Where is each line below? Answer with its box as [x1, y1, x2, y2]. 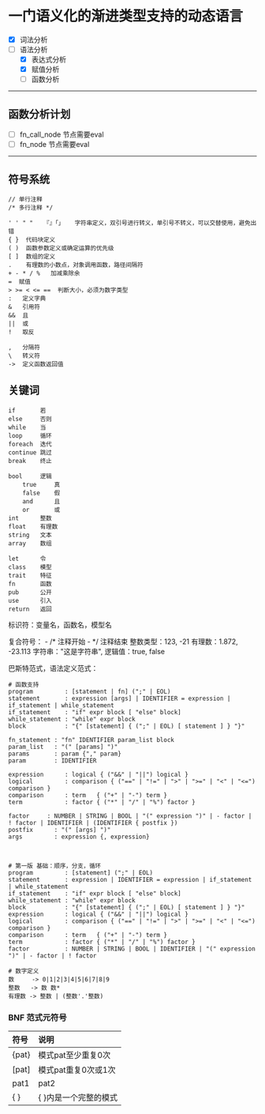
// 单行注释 [8, 195, 43, 203]
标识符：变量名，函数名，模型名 [8, 619, 112, 629]
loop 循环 [8, 431, 53, 439]
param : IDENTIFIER [8, 756, 97, 765]
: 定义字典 [8, 295, 47, 303]
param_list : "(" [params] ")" [8, 743, 118, 751]
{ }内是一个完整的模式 [38, 1092, 118, 1103]
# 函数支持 [8, 680, 39, 688]
